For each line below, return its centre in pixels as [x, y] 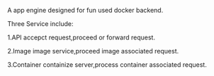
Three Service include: [40, 24]
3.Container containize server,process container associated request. [107, 65]
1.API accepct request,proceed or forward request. [81, 37]
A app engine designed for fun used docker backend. [85, 10]
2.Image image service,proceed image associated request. [93, 51]
